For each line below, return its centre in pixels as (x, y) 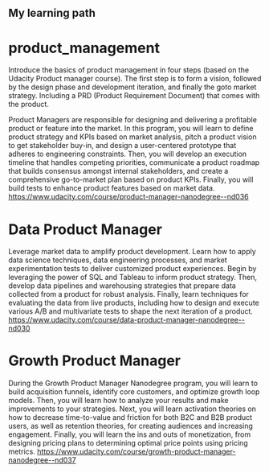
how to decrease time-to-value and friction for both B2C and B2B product (130, 417)
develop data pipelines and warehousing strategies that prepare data (122, 286)
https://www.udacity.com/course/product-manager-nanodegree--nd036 (128, 197)
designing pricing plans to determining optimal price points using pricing (128, 443)
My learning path (52, 13)
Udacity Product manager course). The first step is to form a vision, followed (135, 79)
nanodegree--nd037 (42, 460)
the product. (29, 105)
